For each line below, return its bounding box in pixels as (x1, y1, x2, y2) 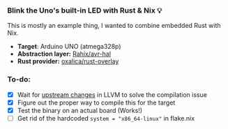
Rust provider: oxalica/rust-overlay (17, 57, 119, 66)
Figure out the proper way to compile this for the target (17, 98, 176, 107)
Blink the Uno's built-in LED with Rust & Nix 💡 (7, 6, 162, 15)
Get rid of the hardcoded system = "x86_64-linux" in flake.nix (17, 114, 195, 122)
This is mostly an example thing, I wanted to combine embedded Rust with (7, 22, 221, 30)
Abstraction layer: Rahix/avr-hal (17, 50, 112, 58)
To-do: (7, 75, 31, 84)
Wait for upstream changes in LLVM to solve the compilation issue (17, 90, 208, 99)
